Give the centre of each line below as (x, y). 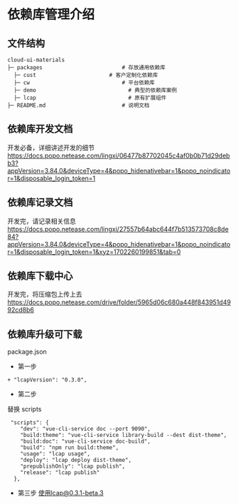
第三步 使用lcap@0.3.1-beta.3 (61, 493)
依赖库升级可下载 (45, 334)
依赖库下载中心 (40, 276)
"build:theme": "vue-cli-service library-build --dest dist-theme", (124, 436)
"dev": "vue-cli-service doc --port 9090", (86, 429)
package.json (27, 352)
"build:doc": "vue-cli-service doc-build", (86, 442)
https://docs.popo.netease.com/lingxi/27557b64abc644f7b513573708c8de (118, 229)
